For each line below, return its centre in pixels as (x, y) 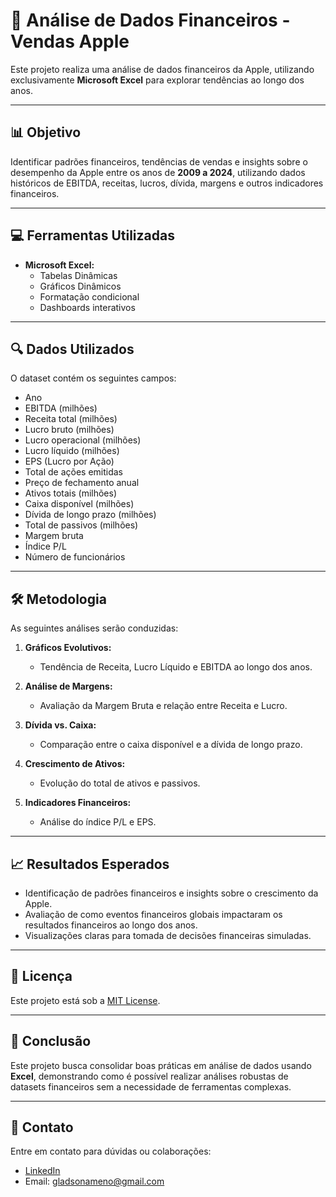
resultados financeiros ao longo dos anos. (111, 925)
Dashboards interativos (87, 307)
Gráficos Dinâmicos (80, 286)
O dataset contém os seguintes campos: (93, 378)
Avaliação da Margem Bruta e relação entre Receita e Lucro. (163, 706)
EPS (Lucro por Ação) (69, 461)
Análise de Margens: (68, 686)
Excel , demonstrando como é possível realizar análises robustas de (149, 1076)
